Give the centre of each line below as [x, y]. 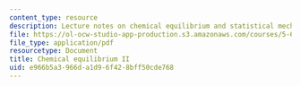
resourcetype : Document [54, 51]
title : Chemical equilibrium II [69, 59]
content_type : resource [54, 17]
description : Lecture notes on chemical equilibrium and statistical [142, 26]
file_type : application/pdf [62, 43]
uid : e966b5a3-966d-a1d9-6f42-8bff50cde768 [92, 68]
